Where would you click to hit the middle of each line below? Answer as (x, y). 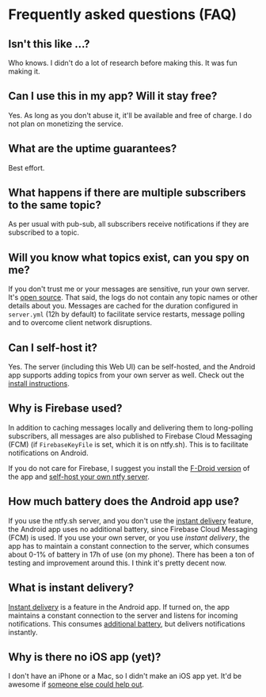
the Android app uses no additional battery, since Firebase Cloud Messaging (133, 529)
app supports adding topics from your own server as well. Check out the (126, 375)
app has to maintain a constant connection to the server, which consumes (129, 546)
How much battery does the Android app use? (124, 502)
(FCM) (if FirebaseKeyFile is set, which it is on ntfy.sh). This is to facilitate (128, 444)
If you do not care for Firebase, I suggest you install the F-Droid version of (129, 468)
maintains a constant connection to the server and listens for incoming (123, 615)
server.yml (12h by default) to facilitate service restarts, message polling (127, 314)
